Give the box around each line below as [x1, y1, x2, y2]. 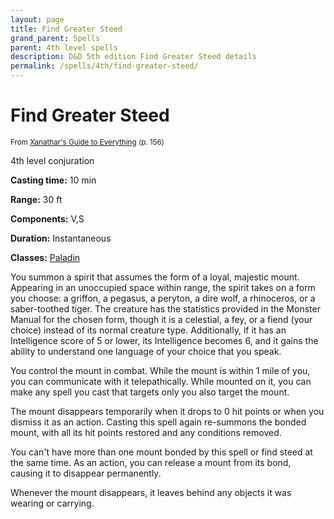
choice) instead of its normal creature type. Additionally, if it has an [10, 324, 287, 336]
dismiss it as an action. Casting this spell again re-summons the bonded [10, 416, 307, 428]
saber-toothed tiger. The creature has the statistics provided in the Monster [10, 302, 321, 315]
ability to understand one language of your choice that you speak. [10, 345, 282, 357]
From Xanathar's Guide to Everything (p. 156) [10, 137, 165, 147]
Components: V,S [10, 212, 85, 225]
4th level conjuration [10, 154, 95, 166]
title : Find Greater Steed [10, 24, 123, 34]
